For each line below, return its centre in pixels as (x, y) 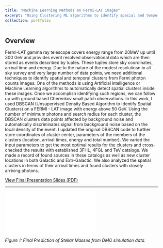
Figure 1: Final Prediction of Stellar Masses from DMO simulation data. (75, 240)
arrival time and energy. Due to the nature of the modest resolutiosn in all (78, 68)
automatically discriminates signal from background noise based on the (76, 124)
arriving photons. (22, 171)
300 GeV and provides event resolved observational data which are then (77, 58)
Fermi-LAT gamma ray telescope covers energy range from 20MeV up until (80, 52)
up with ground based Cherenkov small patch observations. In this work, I (79, 99)
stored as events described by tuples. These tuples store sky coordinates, (79, 62)
